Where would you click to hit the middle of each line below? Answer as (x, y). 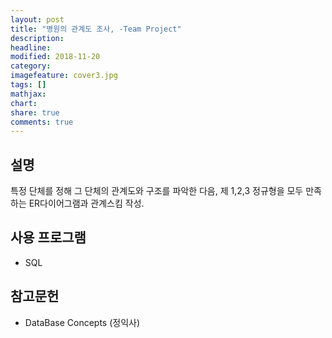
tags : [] (28, 85)
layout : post (37, 19)
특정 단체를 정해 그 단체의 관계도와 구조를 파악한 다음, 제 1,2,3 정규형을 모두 (157, 191)
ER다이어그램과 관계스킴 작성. (86, 203)
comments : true (42, 122)
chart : (24, 103)
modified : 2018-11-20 (55, 57)
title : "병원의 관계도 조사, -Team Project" (96, 29)
